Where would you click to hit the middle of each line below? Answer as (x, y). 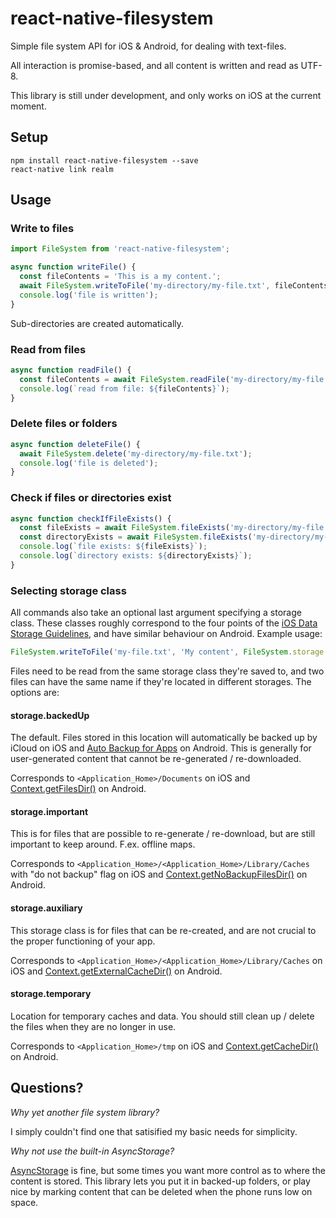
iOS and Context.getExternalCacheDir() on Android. (116, 971)
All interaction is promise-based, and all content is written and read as (154, 65)
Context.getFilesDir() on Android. (78, 789)
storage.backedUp (50, 715)
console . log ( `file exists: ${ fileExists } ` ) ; (113, 547)
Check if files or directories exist (91, 498)
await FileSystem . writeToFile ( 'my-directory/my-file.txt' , (145, 286)
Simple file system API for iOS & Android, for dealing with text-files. (148, 46)
